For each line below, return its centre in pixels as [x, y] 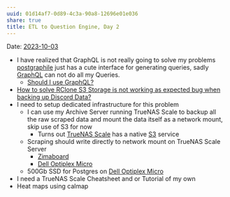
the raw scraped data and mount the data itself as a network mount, [125, 119]
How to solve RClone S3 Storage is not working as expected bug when [118, 90]
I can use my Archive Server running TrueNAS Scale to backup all [122, 112]
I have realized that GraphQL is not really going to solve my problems [116, 60]
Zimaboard [53, 156]
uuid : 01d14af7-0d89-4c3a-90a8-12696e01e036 [72, 14]
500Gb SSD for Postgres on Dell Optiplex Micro [95, 171]
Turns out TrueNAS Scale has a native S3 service [108, 134]
